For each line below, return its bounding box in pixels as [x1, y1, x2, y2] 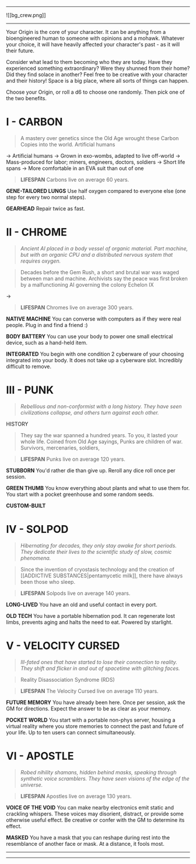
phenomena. [20, 555, 51, 562]
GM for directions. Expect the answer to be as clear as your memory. [6, 705, 171, 712]
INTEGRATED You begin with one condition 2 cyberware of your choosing [6, 350, 184, 358]
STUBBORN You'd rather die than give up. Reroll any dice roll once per [6, 467, 176, 474]
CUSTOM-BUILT [6, 502, 46, 509]
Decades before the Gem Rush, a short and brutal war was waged [20, 268, 180, 275]
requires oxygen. [20, 257, 61, 264]
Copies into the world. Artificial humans [20, 141, 116, 148]
